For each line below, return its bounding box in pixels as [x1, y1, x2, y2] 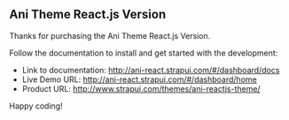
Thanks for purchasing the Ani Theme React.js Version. [9, 30, 211, 41]
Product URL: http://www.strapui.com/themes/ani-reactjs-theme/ [21, 83, 261, 94]
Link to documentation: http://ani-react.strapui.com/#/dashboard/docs [21, 64, 280, 75]
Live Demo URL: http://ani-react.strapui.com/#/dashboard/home [21, 74, 257, 85]
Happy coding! [9, 101, 64, 111]
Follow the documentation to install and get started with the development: [9, 48, 278, 58]
